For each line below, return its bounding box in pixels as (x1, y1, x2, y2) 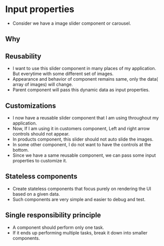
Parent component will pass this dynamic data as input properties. (12, 87, 150, 93)
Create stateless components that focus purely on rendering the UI (12, 186, 151, 192)
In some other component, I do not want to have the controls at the (12, 141, 151, 147)
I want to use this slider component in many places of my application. (12, 66, 156, 72)
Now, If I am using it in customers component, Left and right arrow (12, 125, 150, 132)
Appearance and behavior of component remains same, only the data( (12, 76, 158, 82)
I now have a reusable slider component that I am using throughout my (12, 114, 159, 120)
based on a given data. (12, 191, 60, 197)
